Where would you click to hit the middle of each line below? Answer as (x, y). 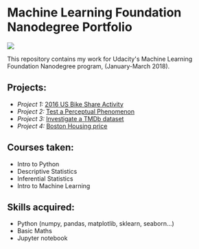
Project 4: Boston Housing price (62, 126)
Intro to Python (38, 164)
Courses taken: (40, 147)
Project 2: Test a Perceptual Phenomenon (76, 112)
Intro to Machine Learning (54, 185)
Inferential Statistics (45, 179)
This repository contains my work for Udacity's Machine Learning (100, 59)
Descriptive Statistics (47, 171)
